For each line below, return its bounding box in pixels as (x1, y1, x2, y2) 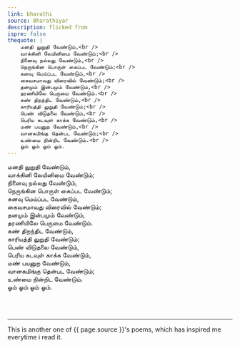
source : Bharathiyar (7, 17, 69, 24)
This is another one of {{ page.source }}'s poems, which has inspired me (7, 325, 221, 334)
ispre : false (7, 30, 46, 38)
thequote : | (7, 37, 43, 44)
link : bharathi (7, 10, 53, 18)
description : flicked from (7, 24, 88, 31)
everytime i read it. (7, 333, 63, 342)
